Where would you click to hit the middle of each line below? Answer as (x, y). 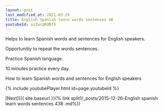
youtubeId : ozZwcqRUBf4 (31, 24)
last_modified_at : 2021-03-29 (38, 15)
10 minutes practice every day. (38, 69)
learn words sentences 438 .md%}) (43, 104)
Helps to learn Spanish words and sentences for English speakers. (75, 39)
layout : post (19, 10)
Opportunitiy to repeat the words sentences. (52, 49)
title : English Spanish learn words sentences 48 (59, 19)
